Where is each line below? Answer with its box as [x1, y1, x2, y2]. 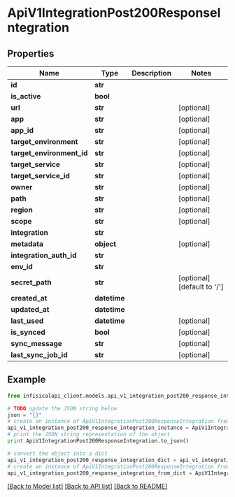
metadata [10, 239, 43, 249]
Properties [7, 48, 55, 59]
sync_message [10, 339, 63, 348]
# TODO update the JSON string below [7, 405, 117, 412]
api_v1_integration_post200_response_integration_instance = [7, 424, 190, 431]
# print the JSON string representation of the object [7, 431, 171, 438]
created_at [10, 294, 48, 303]
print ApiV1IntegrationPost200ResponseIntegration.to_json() [7, 438, 190, 445]
